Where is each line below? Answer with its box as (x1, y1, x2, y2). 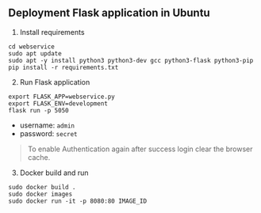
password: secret (19, 128, 78, 138)
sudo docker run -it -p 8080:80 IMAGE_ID (8, 197, 148, 205)
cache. (27, 152, 51, 162)
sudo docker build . (8, 183, 77, 191)
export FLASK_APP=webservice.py (8, 93, 115, 101)
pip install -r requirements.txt (8, 63, 119, 71)
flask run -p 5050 (8, 106, 69, 114)
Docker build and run (19, 168, 89, 177)
